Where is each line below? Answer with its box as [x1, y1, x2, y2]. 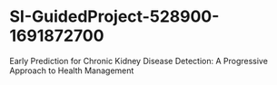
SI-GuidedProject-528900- [9, 6, 220, 27]
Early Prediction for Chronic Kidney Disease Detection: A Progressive [9, 55, 268, 66]
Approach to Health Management [9, 65, 134, 76]
